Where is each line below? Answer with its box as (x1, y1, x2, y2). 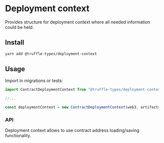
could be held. (5, 24, 34, 30)
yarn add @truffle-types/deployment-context (5, 51, 97, 56)
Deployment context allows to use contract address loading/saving (5, 127, 140, 133)
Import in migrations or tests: (5, 78, 63, 83)
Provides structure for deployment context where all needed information (5, 19, 150, 25)
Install (5, 39, 24, 47)
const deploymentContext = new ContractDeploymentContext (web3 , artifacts (5, 105, 161, 110)
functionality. (5, 133, 32, 139)
